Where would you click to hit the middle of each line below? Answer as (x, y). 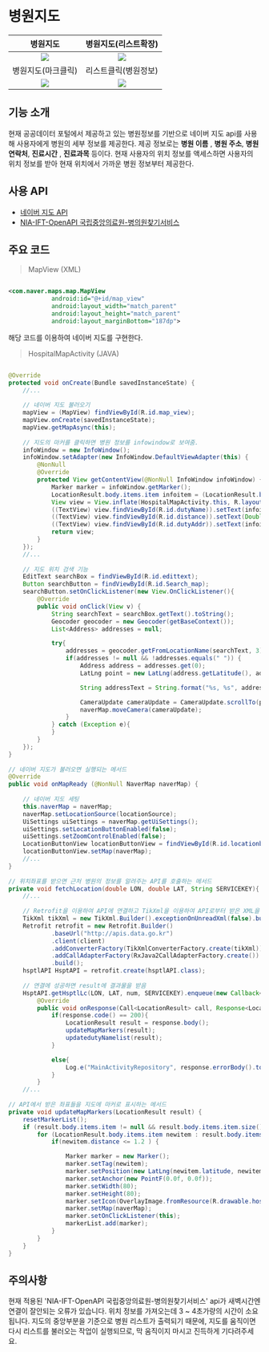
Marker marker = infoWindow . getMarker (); (121, 487)
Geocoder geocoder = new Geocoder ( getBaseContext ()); (143, 621)
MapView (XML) (54, 270)
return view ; (72, 532)
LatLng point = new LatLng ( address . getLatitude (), (166, 673)
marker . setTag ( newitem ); (107, 1164)
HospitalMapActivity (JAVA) (73, 353)
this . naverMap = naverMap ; (68, 806)
